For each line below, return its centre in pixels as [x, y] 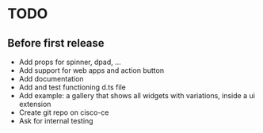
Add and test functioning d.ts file [72, 87]
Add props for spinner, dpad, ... [70, 62]
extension [35, 104]
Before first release [56, 43]
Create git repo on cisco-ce [64, 112]
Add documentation [51, 79]
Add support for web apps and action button [91, 70]
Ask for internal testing [56, 121]
